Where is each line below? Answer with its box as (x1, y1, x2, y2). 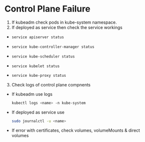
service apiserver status (11, 35, 64, 40)
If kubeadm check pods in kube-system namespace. (11, 19, 117, 25)
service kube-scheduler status (11, 54, 75, 59)
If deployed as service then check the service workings (11, 24, 123, 30)
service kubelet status (11, 64, 60, 69)
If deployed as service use (11, 110, 65, 115)
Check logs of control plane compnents (11, 82, 91, 88)
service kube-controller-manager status (11, 44, 95, 49)
